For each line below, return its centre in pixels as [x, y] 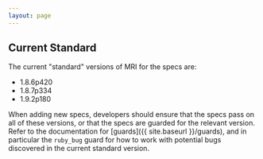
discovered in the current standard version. [79, 149]
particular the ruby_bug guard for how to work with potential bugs [115, 140]
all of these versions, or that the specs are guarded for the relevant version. [132, 123]
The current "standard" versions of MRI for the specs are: [102, 67]
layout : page [30, 16]
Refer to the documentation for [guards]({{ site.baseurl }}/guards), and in [128, 131]
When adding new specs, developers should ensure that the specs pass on [131, 114]
